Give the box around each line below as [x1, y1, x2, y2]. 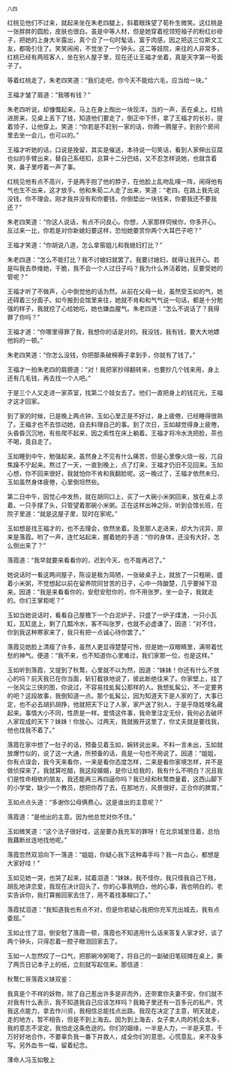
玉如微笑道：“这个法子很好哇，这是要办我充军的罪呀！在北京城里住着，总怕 [7, 828, 220, 835]
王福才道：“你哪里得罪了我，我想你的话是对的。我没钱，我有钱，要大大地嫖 [7, 328, 220, 336]
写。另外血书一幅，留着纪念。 [7, 1041, 91, 1049]
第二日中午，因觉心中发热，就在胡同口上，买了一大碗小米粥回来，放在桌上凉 [7, 492, 223, 501]
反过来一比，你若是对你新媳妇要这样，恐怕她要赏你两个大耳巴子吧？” [7, 227, 202, 234]
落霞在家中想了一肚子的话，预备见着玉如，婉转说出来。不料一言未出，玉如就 [7, 740, 223, 749]
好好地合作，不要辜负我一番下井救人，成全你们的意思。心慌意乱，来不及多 [12, 1032, 223, 1040]
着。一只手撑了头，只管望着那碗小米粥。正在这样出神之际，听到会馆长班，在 [7, 501, 223, 509]
